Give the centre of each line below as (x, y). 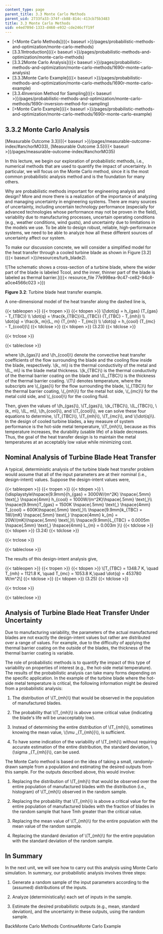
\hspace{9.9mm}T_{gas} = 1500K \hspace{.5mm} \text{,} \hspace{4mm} (78, 504)
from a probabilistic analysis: (34, 688)
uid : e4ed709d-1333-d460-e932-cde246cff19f (50, 28)
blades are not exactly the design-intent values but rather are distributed (78, 637)
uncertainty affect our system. (35, 238)
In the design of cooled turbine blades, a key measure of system (70, 421)
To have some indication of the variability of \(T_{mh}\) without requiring (84, 741)
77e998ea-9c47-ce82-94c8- (125, 277)
